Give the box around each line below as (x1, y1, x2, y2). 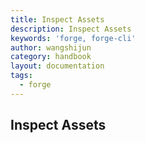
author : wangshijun (10, 42, 92, 53)
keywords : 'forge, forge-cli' (10, 33, 137, 43)
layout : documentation (10, 61, 105, 71)
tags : (10, 71, 33, 81)
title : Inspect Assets (10, 14, 105, 25)
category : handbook (10, 52, 92, 62)
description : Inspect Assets (10, 24, 132, 34)
